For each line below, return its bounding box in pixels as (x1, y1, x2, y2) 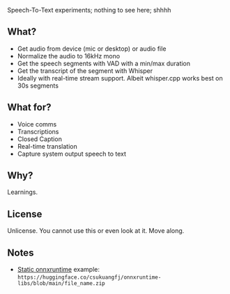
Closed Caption (17, 135, 63, 143)
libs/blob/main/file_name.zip (17, 280, 106, 287)
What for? (7, 101, 52, 113)
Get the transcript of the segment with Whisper (17, 66, 153, 75)
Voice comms (17, 120, 57, 128)
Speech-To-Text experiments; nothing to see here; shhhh (7, 6, 171, 14)
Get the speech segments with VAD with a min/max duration (17, 59, 190, 67)
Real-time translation (17, 142, 78, 150)
